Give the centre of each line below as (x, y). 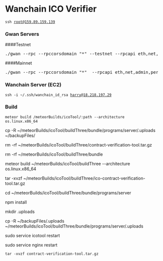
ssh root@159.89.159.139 (30, 22)
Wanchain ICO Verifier (51, 9)
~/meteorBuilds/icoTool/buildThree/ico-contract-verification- (84, 178)
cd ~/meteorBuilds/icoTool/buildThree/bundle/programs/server (68, 193)
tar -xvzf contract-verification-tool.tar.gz (52, 254)
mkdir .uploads (20, 212)
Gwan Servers (22, 34)
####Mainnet (19, 63)
